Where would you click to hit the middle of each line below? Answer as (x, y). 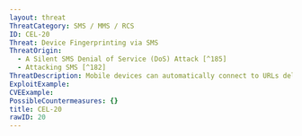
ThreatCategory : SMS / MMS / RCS (72, 26)
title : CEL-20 (36, 109)
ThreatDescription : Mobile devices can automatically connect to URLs (144, 76)
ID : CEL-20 (30, 34)
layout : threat (38, 17)
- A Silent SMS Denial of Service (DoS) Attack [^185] (122, 59)
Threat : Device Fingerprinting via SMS (84, 42)
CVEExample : (31, 92)
